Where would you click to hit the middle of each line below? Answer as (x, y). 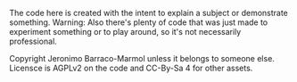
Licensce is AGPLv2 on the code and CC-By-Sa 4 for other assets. (131, 68)
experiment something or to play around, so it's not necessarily (125, 32)
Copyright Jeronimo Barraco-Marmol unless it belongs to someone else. (142, 58)
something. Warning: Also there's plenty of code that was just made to (139, 22)
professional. (33, 41)
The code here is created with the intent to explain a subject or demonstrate (148, 13)
